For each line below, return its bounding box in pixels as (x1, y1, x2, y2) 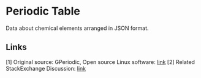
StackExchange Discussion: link (6, 65, 86, 72)
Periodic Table (6, 4, 81, 18)
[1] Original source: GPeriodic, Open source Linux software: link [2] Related (6, 58, 195, 65)
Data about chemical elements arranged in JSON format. (6, 24, 149, 32)
